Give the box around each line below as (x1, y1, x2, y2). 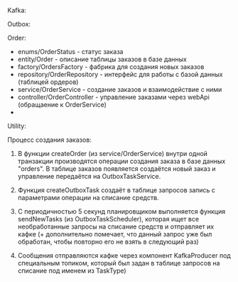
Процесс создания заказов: (7, 135, 92, 144)
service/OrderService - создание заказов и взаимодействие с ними (17, 85, 222, 93)
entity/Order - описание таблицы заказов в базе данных (17, 55, 187, 63)
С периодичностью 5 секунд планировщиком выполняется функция (17, 207, 226, 216)
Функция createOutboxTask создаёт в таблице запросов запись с (17, 186, 215, 194)
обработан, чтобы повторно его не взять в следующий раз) (17, 238, 199, 246)
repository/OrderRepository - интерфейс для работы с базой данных (17, 70, 223, 78)
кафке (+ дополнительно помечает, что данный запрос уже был (17, 230, 212, 238)
